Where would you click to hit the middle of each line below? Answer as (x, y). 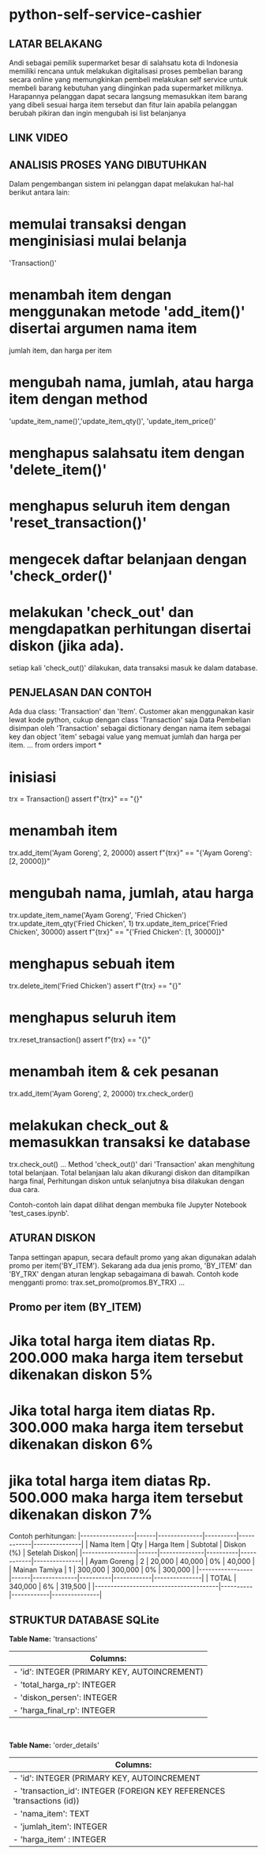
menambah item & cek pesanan (114, 1071)
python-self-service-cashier (105, 15)
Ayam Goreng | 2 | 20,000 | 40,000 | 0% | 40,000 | (172, 1562)
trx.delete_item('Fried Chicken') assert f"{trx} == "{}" (95, 986)
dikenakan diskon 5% (81, 1375)
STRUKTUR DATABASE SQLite (84, 1620)
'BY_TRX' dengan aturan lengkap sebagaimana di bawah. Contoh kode (124, 1274)
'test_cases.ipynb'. (39, 1213)
